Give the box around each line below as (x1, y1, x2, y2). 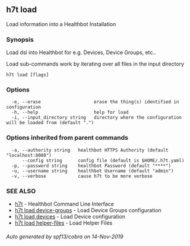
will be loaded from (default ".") (6, 120, 94, 126)
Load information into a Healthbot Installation (6, 20, 116, 27)
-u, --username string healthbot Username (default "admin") (11, 168, 174, 174)
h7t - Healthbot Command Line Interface (14, 200, 114, 207)
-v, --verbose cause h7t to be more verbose (11, 173, 153, 179)
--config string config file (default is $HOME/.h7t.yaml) (21, 157, 185, 163)
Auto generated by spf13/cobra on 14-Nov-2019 (6, 233, 123, 240)
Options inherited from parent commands (6, 134, 129, 142)
